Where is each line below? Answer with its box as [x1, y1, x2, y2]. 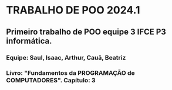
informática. [6, 36, 52, 46]
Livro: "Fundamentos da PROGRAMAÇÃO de [6, 69, 135, 77]
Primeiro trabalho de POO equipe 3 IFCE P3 [6, 27, 166, 37]
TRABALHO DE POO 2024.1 [6, 4, 140, 17]
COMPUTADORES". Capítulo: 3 [6, 77, 96, 85]
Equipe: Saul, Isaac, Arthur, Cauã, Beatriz [6, 53, 126, 61]
